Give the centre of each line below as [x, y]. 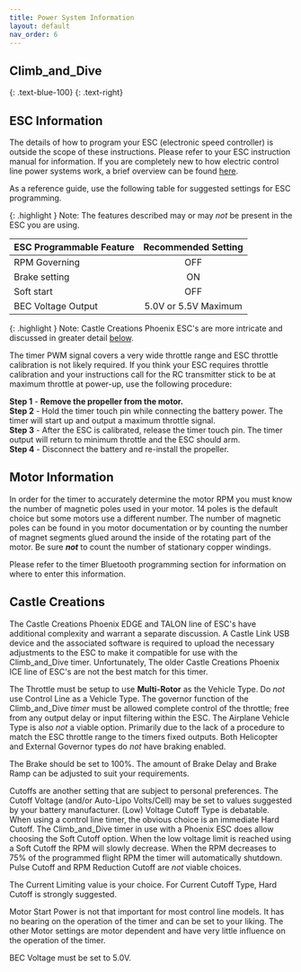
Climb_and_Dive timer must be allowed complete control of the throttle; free [149, 708]
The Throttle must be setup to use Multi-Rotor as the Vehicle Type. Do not [147, 689]
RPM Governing [47, 262]
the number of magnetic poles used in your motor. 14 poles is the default [144, 508]
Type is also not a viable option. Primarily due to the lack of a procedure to [147, 727]
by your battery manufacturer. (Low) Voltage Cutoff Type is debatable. [139, 809]
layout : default [40, 26]
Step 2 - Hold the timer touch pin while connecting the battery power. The [146, 411]
